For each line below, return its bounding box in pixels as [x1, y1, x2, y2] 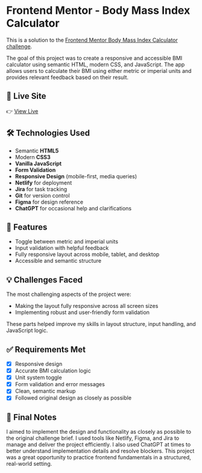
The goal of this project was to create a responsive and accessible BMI [6, 54, 183, 61]
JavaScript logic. [6, 327, 48, 334]
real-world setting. [6, 460, 52, 468]
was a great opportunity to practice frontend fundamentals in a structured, [6, 454, 191, 461]
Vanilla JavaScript [14, 160, 62, 167]
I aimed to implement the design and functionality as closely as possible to [6, 428, 192, 436]
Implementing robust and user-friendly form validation [14, 309, 150, 316]
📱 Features [6, 222, 48, 232]
